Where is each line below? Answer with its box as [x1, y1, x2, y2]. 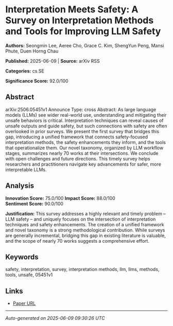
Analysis [5, 182, 34, 190]
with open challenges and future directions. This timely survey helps [5, 155, 150, 161]
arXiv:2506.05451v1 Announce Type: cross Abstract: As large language [5, 106, 157, 113]
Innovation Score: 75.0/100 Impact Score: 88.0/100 [5, 195, 116, 201]
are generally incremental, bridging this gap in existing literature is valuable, [5, 232, 166, 239]
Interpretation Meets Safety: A [5, 4, 139, 15]
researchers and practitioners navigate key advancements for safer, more [5, 161, 161, 167]
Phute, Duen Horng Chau [5, 48, 59, 54]
